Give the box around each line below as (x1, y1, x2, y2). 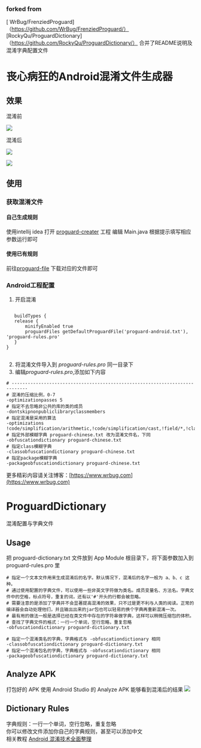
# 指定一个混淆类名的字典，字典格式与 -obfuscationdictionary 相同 (6, 636, 161, 642)
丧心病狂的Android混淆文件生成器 (6, 70, 173, 84)
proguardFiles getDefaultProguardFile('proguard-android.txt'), (25, 329, 188, 335)
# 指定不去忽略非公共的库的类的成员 (6, 403, 83, 410)
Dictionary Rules (6, 704, 70, 714)
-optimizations (6, 421, 44, 427)
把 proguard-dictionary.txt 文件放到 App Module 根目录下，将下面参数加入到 (6, 554, 194, 561)
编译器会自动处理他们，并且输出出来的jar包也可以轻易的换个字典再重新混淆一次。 (6, 607, 179, 613)
